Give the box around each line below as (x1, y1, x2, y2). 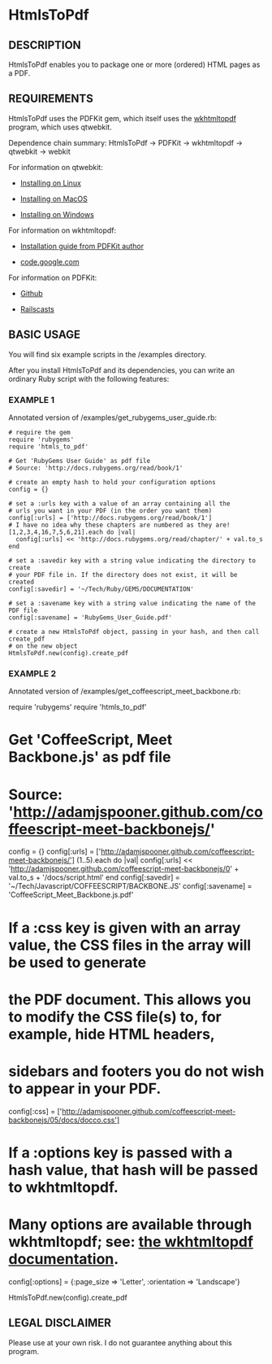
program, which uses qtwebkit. (8, 122, 112, 132)
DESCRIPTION (8, 38, 81, 52)
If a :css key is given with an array (8, 918, 241, 937)
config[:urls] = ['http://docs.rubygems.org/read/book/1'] (8, 514, 213, 522)
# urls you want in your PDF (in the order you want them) (8, 506, 213, 514)
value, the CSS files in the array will (8, 936, 252, 954)
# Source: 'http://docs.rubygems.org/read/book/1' (8, 464, 183, 472)
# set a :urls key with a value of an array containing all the (8, 499, 231, 508)
